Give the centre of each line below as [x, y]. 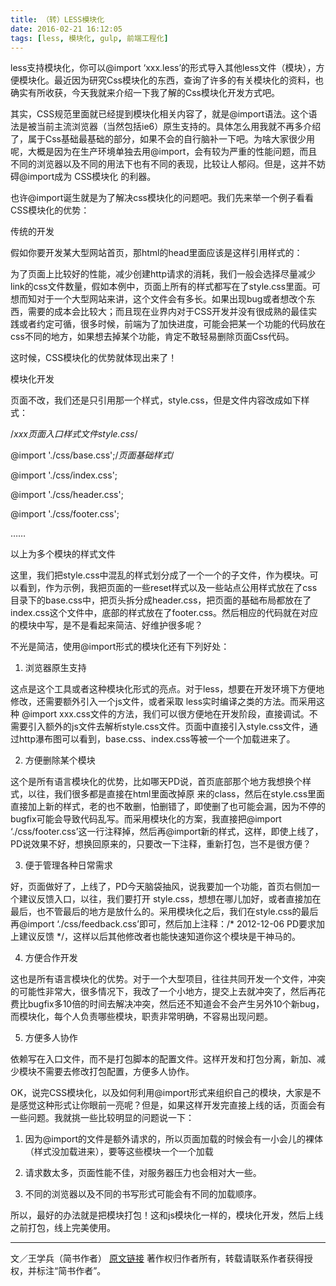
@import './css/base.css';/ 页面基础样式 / [92, 455]
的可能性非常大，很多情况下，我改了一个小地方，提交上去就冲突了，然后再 [163, 992]
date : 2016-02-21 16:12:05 [66, 29]
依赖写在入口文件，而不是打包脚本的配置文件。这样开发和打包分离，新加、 [163, 1059]
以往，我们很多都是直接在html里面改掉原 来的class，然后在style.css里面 [176, 794]
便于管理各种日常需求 [68, 865]
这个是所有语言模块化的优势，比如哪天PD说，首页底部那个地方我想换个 [156, 782]
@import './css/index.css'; [64, 475]
